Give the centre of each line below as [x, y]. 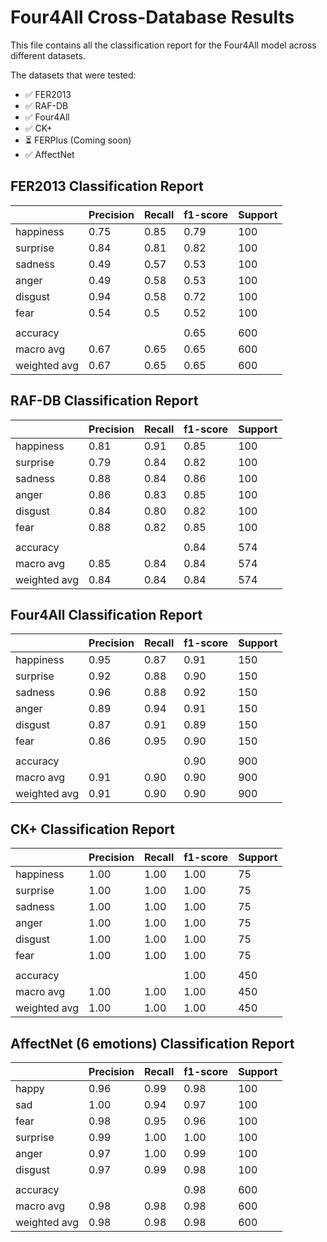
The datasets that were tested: [73, 75]
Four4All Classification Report [106, 614]
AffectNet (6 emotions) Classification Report [152, 1043]
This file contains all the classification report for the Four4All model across [163, 45]
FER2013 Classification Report [107, 186]
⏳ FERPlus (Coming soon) [78, 140]
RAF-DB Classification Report [104, 401]
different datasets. [48, 55]
